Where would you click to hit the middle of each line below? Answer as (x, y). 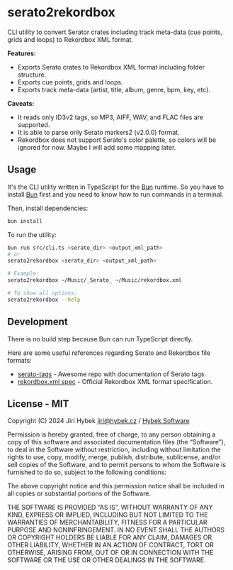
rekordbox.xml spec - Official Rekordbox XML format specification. (115, 381)
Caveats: (21, 103)
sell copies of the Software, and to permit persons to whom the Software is (117, 465)
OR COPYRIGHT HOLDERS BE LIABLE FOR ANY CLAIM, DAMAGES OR (110, 537)
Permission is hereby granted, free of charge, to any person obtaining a (112, 434)
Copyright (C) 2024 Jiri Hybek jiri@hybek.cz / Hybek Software (98, 421)
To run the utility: (32, 234)
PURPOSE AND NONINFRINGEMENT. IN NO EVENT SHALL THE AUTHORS (116, 530)
